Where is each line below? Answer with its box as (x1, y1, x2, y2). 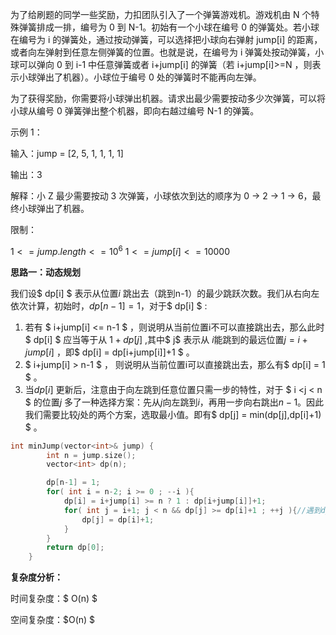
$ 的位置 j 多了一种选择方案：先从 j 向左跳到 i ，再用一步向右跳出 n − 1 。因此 (24, 396, 325, 408)
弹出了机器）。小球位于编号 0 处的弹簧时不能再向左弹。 (36, 71, 262, 83)
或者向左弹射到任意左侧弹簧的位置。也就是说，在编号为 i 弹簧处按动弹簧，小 (10, 46, 325, 58)
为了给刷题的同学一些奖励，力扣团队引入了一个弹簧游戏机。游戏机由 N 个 (10, 9, 312, 20)
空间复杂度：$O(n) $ (10, 614, 96, 626)
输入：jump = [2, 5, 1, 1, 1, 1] (10, 148, 124, 159)
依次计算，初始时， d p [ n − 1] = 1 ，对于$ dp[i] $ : (10, 299, 208, 312)
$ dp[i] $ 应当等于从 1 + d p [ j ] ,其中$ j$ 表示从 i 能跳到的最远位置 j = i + (24, 333, 308, 345)
